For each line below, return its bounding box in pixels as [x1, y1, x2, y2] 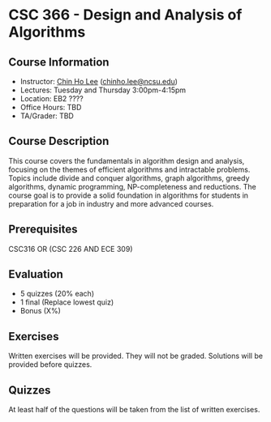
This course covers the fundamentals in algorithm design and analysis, [8, 156, 245, 165]
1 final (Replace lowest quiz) [19, 297, 114, 307]
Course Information [8, 55, 110, 69]
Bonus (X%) [19, 306, 61, 316]
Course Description [8, 134, 110, 148]
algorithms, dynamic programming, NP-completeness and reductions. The [8, 181, 257, 191]
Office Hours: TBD [19, 103, 82, 112]
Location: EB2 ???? [19, 94, 84, 103]
